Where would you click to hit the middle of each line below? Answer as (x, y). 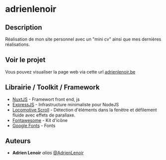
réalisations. (18, 44)
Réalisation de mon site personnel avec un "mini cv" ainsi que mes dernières (83, 39)
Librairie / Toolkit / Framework (53, 87)
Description (24, 27)
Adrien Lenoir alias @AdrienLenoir (48, 153)
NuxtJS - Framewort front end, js (46, 99)
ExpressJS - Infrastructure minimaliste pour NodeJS (65, 104)
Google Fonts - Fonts (34, 125)
